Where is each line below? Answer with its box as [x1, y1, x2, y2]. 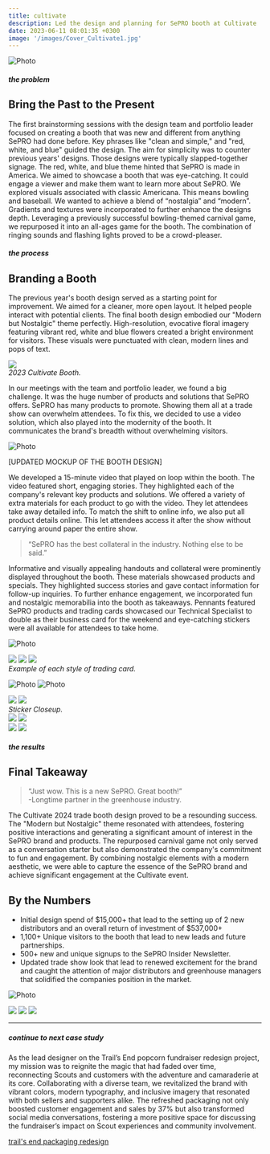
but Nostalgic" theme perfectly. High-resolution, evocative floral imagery [8, 319, 249, 328]
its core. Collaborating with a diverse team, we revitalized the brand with [8, 1079, 247, 1088]
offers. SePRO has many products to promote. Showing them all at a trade [8, 401, 253, 410]
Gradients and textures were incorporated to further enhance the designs [8, 204, 252, 214]
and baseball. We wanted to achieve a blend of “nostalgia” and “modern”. [8, 196, 252, 206]
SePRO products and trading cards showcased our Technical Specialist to [8, 606, 253, 616]
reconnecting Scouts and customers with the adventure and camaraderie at [8, 1070, 259, 1080]
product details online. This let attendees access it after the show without [8, 516, 252, 525]
